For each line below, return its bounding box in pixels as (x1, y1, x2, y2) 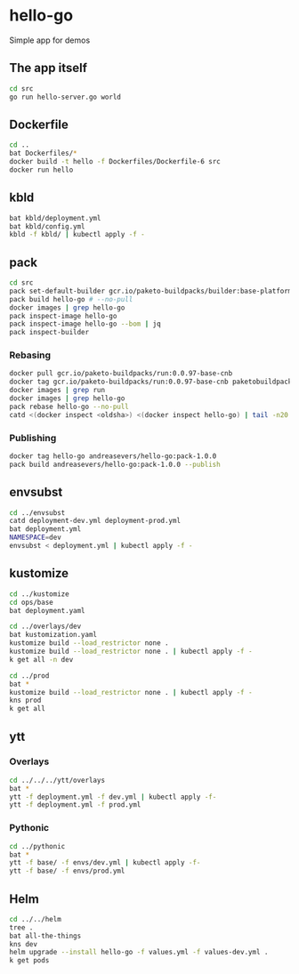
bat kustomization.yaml (9, 631, 98, 640)
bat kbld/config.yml (9, 221, 86, 231)
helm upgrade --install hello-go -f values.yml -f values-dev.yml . (9, 948, 269, 957)
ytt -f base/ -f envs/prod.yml (9, 866, 125, 876)
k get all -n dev (9, 655, 74, 664)
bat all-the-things (9, 931, 82, 940)
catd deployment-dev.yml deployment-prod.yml (9, 517, 181, 526)
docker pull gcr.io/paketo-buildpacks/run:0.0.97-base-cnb (9, 369, 233, 378)
